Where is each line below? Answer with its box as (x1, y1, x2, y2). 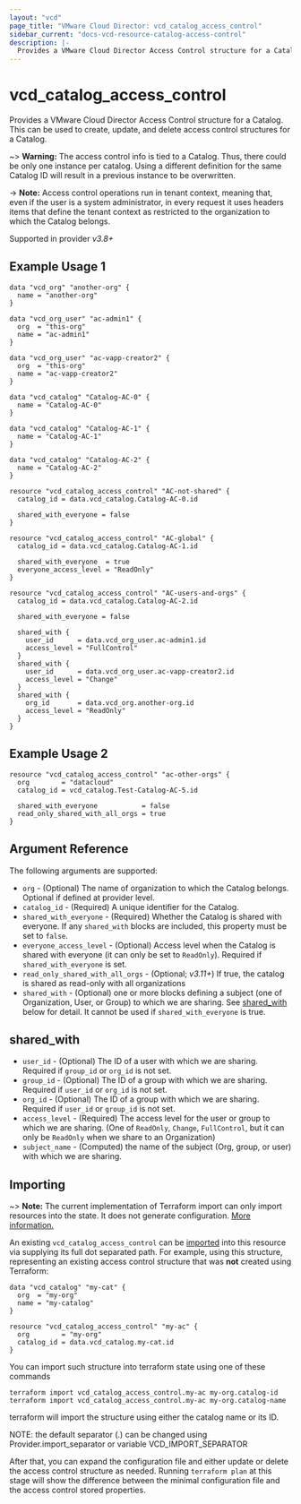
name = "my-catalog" (17, 1299, 94, 1308)
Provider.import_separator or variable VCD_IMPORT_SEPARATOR (9, 1439, 248, 1449)
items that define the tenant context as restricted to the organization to (9, 207, 271, 218)
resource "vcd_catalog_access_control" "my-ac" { (9, 1322, 199, 1331)
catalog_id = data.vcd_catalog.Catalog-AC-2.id (17, 597, 199, 606)
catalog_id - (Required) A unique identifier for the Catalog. (21, 901, 239, 912)
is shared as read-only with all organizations (21, 977, 186, 988)
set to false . (21, 930, 69, 941)
